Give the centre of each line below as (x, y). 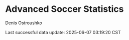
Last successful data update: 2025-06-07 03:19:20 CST (63, 32)
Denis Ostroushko (24, 23)
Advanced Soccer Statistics (64, 9)
